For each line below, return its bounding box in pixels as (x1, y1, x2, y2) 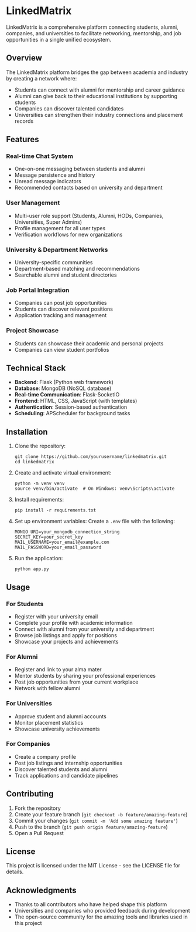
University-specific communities (14, 259, 93, 266)
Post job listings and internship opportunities (14, 759, 123, 766)
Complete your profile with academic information (14, 619, 133, 626)
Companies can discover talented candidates (14, 105, 124, 112)
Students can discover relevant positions (14, 305, 113, 312)
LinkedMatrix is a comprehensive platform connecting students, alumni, (6, 23, 178, 31)
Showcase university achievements (14, 725, 100, 732)
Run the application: (14, 555, 63, 562)
